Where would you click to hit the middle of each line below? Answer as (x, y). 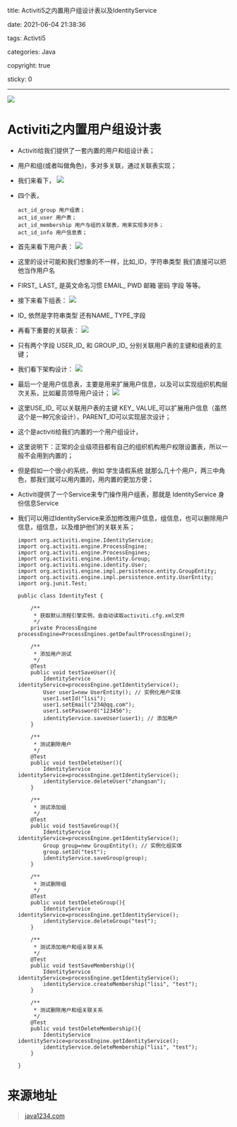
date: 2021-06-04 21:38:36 (47, 24)
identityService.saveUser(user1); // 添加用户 (111, 718)
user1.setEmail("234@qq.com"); (89, 705)
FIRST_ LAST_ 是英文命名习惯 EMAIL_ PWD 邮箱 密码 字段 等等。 (111, 285)
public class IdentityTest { (60, 596)
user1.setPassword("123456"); (87, 711)
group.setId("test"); (75, 852)
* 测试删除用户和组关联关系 (68, 1010)
